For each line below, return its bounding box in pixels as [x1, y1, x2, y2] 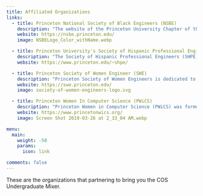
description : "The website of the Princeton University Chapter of [17, 25, 190, 32]
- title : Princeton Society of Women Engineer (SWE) [11, 70, 147, 76]
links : [6, 15, 23, 21]
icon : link [22, 149, 50, 155]
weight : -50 [17, 137, 47, 143]
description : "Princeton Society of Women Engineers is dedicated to [17, 76, 196, 82]
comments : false [6, 160, 47, 166]
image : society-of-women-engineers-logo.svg [17, 87, 131, 93]
